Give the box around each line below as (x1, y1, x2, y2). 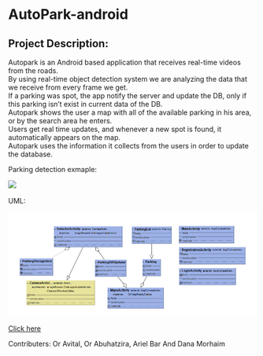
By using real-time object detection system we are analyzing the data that (8, 75, 248, 83)
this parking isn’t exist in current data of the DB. (8, 100, 163, 108)
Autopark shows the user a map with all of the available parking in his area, (8, 108, 252, 117)
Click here (8, 324, 42, 333)
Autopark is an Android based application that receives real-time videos (8, 57, 242, 67)
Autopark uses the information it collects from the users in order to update (8, 141, 250, 150)
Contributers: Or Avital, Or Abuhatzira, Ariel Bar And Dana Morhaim (8, 339, 226, 348)
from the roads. (8, 66, 59, 75)
